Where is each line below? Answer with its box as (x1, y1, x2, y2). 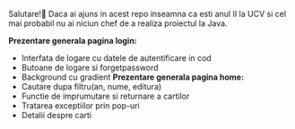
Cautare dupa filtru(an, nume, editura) (21, 82, 162, 91)
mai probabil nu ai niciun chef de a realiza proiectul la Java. (8, 18, 228, 29)
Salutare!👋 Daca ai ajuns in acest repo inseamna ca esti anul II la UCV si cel (8, 9, 287, 19)
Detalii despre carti (21, 110, 91, 120)
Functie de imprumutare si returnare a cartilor (21, 90, 190, 101)
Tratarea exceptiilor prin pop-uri (21, 100, 140, 111)
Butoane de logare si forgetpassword (21, 63, 159, 73)
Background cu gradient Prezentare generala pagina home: (21, 72, 244, 82)
